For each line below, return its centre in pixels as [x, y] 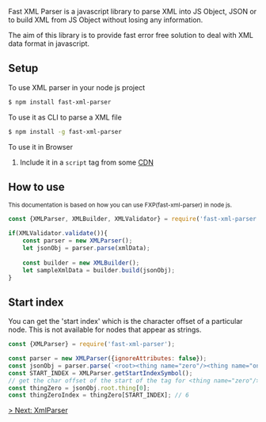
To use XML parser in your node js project [76, 87]
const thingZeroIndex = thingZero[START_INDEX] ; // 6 [99, 395]
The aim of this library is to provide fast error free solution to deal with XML [131, 35]
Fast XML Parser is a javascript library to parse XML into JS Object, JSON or [133, 11]
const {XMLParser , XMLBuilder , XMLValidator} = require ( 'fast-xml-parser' [134, 219]
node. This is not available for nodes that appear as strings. [105, 330]
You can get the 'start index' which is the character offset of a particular [125, 321]
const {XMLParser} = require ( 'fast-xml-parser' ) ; [92, 344]
